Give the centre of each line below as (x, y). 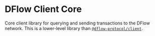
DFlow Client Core (43, 9)
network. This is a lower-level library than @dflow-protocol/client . (74, 28)
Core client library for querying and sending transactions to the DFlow (77, 23)
